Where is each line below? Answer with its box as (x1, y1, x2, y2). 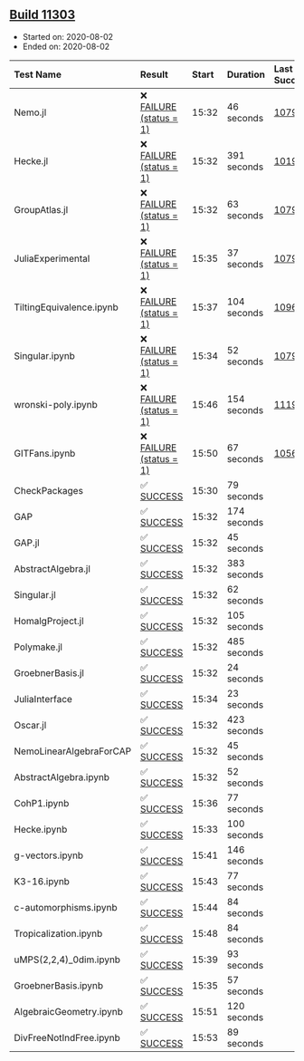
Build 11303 (9, 7, 75, 23)
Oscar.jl (14, 719, 47, 731)
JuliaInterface (14, 692, 72, 705)
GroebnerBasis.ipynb (14, 979, 104, 991)
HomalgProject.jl (14, 614, 84, 627)
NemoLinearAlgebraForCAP (14, 745, 132, 757)
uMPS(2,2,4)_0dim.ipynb (14, 953, 120, 966)
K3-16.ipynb (14, 874, 71, 887)
